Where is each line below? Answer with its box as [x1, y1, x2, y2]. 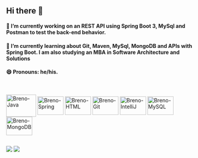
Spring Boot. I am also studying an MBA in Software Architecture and [6, 49, 180, 56]
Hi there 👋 [6, 6, 43, 16]
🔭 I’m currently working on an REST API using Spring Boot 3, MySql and [6, 22, 186, 30]
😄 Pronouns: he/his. [6, 69, 58, 76]
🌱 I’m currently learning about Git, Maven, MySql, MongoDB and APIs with [6, 42, 193, 49]
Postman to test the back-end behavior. [6, 28, 106, 36]
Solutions [6, 54, 31, 62]
